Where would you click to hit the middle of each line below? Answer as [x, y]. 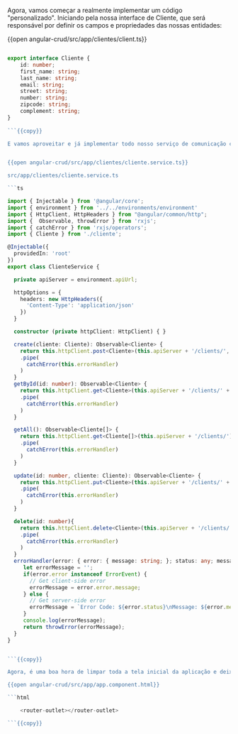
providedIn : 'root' [42, 254]
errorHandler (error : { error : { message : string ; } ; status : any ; [114, 561]
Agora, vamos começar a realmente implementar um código [95, 10]
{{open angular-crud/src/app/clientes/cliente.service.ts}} [98, 163]
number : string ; [44, 98]
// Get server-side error [68, 601]
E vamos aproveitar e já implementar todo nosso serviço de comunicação [117, 144]
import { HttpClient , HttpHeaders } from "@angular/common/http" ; [107, 214]
